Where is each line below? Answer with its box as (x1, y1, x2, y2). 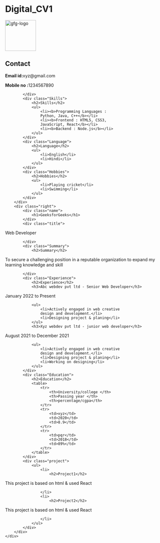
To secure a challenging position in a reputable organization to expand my (5, 256, 155, 262)
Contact (5, 60, 31, 68)
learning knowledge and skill (5, 262, 63, 268)
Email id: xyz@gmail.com (5, 72, 56, 78)
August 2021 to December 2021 (5, 333, 69, 339)
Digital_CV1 (5, 3, 53, 15)
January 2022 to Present (5, 293, 56, 299)
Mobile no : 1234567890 (5, 82, 54, 88)
